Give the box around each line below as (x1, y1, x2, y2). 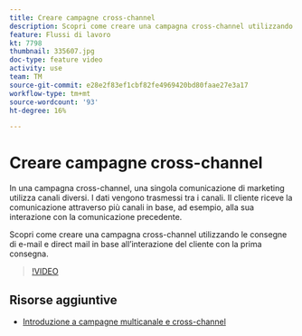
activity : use (9, 64, 63, 73)
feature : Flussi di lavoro (9, 30, 111, 39)
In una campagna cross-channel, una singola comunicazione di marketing (9, 183, 285, 194)
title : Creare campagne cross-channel (9, 13, 156, 23)
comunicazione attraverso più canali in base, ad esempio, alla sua (9, 202, 255, 213)
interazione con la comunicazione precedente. (9, 212, 183, 223)
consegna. (9, 248, 49, 259)
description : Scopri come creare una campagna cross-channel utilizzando (9, 22, 294, 31)
